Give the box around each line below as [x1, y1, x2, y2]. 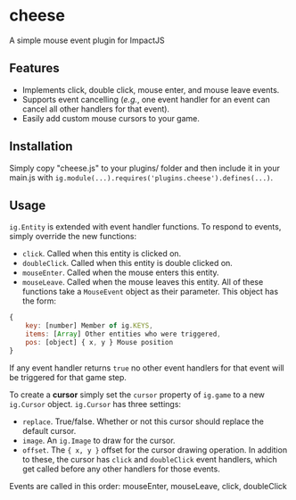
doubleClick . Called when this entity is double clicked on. [21, 258, 234, 269]
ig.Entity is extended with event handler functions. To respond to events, [9, 221, 282, 232]
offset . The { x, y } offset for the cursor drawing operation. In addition [21, 444, 288, 455]
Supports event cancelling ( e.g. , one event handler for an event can [21, 94, 270, 104]
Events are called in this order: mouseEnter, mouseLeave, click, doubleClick [9, 480, 287, 491]
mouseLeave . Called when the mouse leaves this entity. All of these [21, 277, 264, 287]
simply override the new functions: [9, 231, 137, 242]
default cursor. [21, 425, 77, 436]
